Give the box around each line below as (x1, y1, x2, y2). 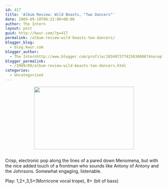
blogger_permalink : (5, 59, 46, 64)
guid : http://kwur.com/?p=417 (5, 31, 68, 36)
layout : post (5, 26, 32, 31)
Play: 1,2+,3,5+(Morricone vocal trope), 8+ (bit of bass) (5, 177, 119, 183)
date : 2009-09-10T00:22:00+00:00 (5, 17, 75, 22)
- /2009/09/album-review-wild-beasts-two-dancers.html (9, 63, 126, 68)
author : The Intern (5, 21, 46, 27)
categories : (5, 68, 30, 73)
